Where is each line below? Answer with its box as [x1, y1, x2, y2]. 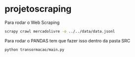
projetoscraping [4, 3, 72, 15]
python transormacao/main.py [4, 47, 65, 52]
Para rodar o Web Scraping [4, 19, 60, 25]
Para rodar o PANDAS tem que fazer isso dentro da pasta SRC [4, 38, 131, 43]
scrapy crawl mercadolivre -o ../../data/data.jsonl [4, 29, 115, 34]
